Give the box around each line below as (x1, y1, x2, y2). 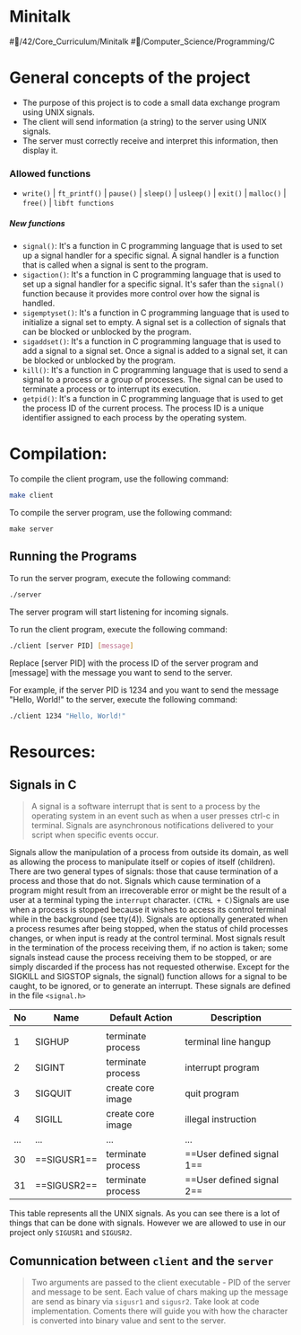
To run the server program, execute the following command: (9, 572, 231, 583)
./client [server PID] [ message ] (9, 641, 134, 650)
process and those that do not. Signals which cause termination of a (9, 876, 262, 887)
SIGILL (35, 1113, 63, 1126)
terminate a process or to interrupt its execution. (21, 384, 202, 394)
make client (9, 491, 54, 500)
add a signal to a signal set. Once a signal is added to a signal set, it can (21, 346, 288, 357)
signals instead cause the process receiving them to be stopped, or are (9, 952, 272, 963)
